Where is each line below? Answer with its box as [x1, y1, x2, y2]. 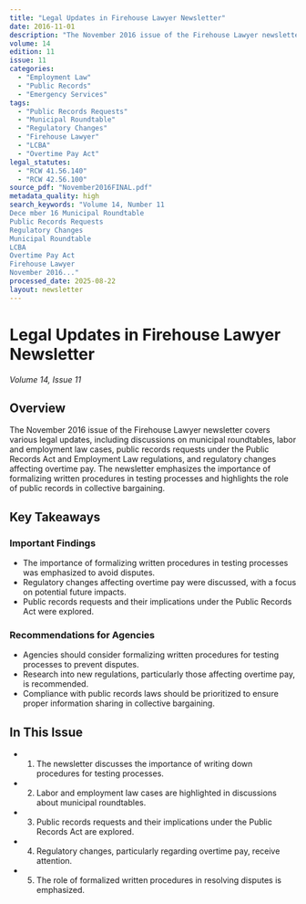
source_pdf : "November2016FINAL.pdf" [9, 184, 153, 193]
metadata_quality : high [9, 192, 100, 201]
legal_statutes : [9, 157, 71, 167]
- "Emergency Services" [17, 89, 107, 99]
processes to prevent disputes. [22, 659, 139, 670]
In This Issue [9, 724, 84, 740]
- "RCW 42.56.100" [17, 174, 88, 184]
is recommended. [22, 678, 89, 689]
